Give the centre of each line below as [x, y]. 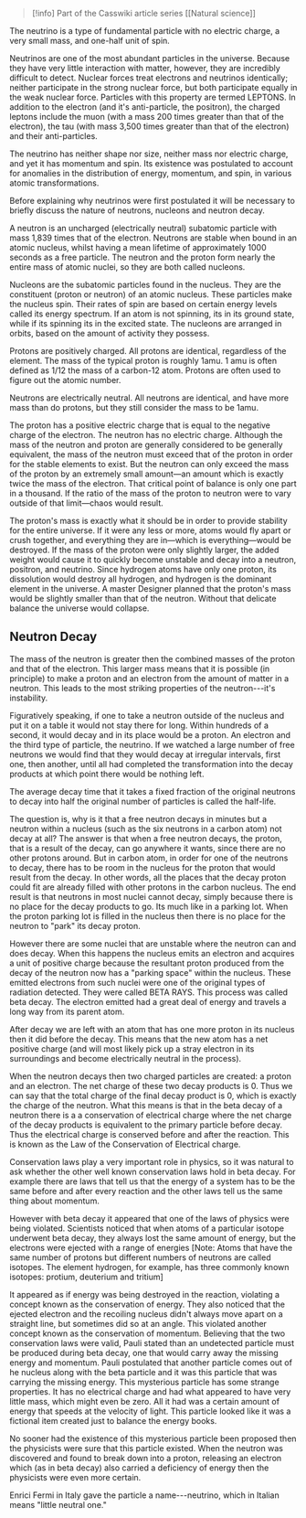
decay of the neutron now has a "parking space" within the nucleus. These [150, 972]
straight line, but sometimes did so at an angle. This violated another [138, 1323]
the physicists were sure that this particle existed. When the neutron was [146, 1448]
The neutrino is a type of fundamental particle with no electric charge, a [145, 31]
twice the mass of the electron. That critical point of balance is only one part [153, 483]
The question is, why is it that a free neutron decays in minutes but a [138, 818]
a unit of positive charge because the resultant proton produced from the [147, 963]
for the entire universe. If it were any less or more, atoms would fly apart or [150, 530]
